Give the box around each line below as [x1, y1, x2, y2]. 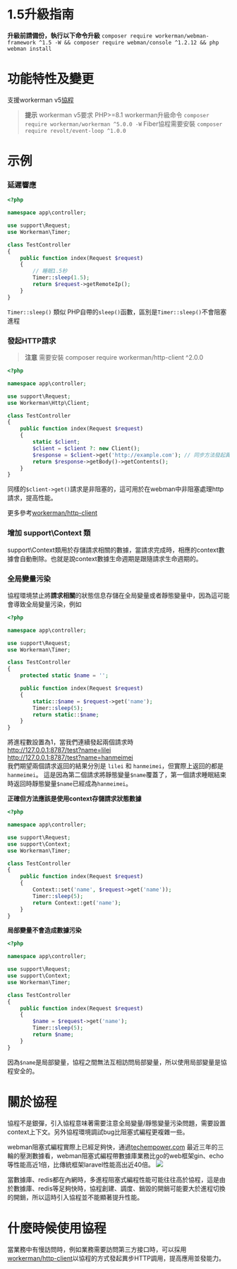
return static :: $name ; [32, 711, 99, 718]
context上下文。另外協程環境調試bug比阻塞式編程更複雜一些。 [7, 1128, 189, 1136]
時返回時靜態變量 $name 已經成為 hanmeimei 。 [7, 779, 133, 788]
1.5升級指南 [7, 6, 74, 23]
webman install [7, 45, 52, 52]
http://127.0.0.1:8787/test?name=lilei [7, 746, 111, 755]
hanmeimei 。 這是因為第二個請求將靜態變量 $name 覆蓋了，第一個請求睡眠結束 [7, 771, 227, 779]
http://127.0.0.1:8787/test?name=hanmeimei [7, 753, 134, 762]
